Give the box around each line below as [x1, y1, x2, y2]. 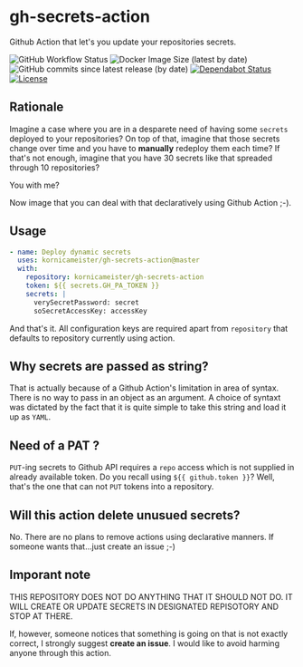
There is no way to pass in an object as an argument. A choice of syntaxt [9, 392, 281, 403]
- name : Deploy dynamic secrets [9, 247, 131, 256]
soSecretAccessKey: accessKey [33, 306, 147, 315]
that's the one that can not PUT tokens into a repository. [9, 481, 214, 492]
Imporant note [9, 567, 91, 583]
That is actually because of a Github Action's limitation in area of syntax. [9, 382, 279, 393]
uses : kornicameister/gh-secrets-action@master [17, 256, 201, 265]
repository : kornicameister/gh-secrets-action [25, 273, 204, 282]
